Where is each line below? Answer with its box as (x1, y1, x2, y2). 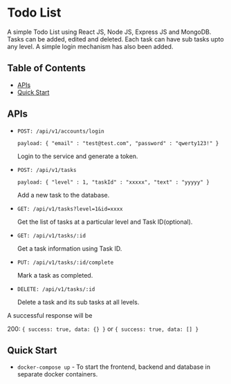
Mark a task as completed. (17, 271, 93, 279)
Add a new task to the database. (17, 191, 110, 199)
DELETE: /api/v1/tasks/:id (17, 285, 95, 293)
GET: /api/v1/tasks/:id (17, 232, 86, 239)
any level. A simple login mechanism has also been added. (7, 42, 174, 50)
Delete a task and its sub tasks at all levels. (17, 298, 140, 306)
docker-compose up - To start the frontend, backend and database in (17, 363, 211, 371)
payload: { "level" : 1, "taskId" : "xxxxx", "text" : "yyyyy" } (17, 178, 210, 186)
